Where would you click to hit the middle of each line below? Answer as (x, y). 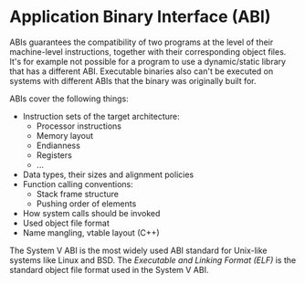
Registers (54, 155)
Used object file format (66, 223)
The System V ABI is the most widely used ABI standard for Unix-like (138, 250)
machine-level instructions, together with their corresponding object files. (148, 51)
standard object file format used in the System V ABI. (109, 269)
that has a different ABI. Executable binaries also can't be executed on (142, 71)
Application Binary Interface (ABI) (140, 17)
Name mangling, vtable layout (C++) (91, 232)
